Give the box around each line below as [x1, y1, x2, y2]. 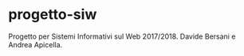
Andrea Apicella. [8, 39, 63, 49]
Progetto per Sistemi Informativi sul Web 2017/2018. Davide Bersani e [8, 32, 236, 41]
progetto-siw [8, 6, 97, 24]
